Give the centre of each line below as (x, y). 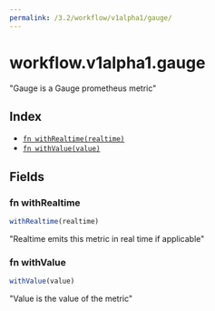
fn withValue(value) (61, 149)
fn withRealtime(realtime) (73, 139)
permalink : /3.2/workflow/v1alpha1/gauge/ (91, 18)
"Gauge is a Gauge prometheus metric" (83, 88)
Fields (27, 177)
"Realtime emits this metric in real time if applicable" (107, 238)
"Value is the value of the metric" (71, 299)
